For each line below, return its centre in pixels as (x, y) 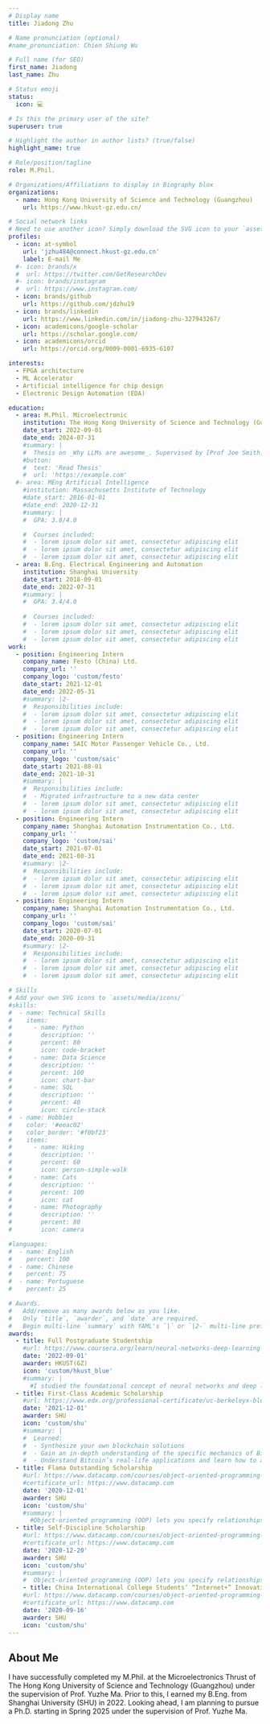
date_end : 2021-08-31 (59, 856)
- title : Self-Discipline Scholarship (81, 1528)
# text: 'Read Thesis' (63, 467)
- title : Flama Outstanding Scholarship (84, 1468)
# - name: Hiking (46, 1147)
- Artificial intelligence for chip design (89, 386)
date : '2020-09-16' (55, 1610)
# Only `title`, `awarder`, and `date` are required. (104, 1319)
